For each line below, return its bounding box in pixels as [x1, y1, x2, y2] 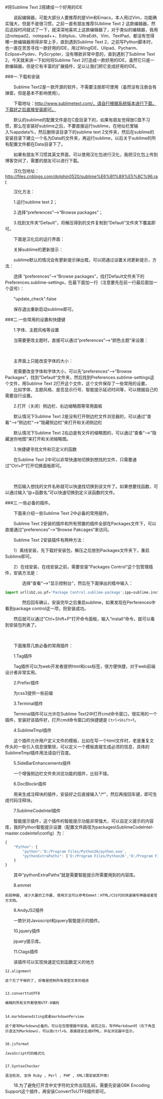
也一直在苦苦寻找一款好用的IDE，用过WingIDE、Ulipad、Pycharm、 [5, 45, 141, 51]
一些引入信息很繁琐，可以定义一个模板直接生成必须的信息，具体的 [17, 743, 149, 749]
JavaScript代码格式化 [5, 1051, 45, 1056]
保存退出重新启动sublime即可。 [13, 306, 76, 312]
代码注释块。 [9, 797, 35, 803]
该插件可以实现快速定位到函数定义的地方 [13, 959, 95, 965]
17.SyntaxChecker [5, 1064, 40, 1069]
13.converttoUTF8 [5, 991, 40, 996]
